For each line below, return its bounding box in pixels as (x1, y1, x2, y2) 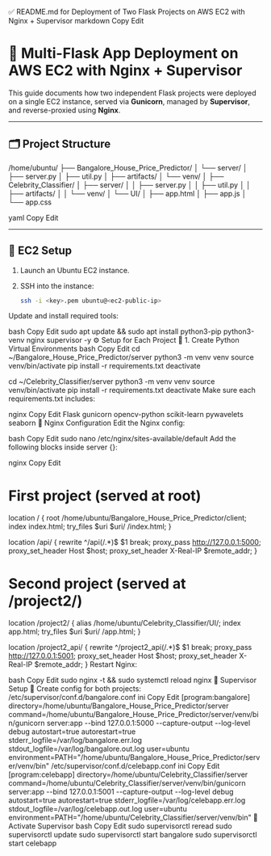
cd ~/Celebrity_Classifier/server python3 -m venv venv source (8, 377, 215, 386)
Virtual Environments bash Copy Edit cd (8, 344, 140, 354)
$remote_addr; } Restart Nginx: (34, 660, 137, 669)
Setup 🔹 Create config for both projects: (8, 684, 141, 694)
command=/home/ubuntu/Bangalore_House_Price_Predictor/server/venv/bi (8, 710, 260, 719)
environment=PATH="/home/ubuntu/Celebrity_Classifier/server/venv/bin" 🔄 (8, 812, 258, 823)
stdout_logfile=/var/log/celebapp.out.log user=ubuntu (8, 804, 187, 814)
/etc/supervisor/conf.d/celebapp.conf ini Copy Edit (51, 761, 220, 771)
